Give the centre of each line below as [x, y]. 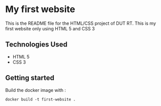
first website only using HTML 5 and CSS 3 [50, 28]
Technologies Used [36, 45]
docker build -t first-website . [41, 99]
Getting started [30, 78]
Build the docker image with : [36, 90]
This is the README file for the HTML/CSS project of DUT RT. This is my [80, 23]
